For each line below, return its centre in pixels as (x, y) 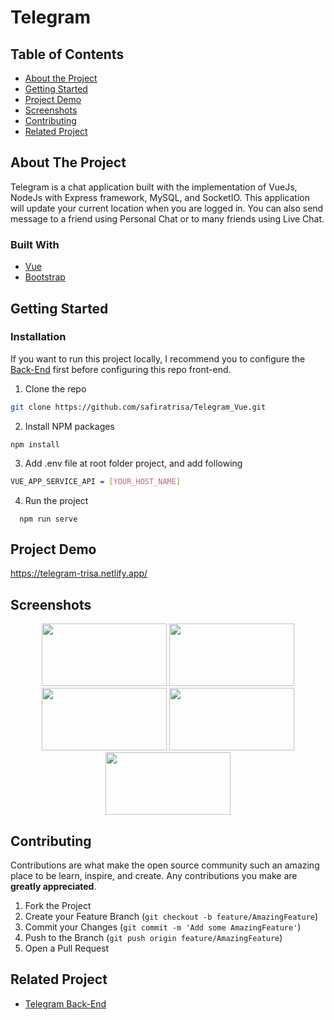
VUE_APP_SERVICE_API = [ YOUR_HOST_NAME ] (96, 481)
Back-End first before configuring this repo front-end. (121, 369)
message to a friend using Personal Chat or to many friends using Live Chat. (167, 218)
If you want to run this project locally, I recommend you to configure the (158, 358)
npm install (35, 444)
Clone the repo (55, 388)
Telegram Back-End (65, 1003)
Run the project (56, 500)
